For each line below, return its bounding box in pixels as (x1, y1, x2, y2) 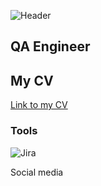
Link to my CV (10, 99, 68, 111)
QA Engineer (10, 38, 91, 55)
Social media (10, 166, 64, 178)
